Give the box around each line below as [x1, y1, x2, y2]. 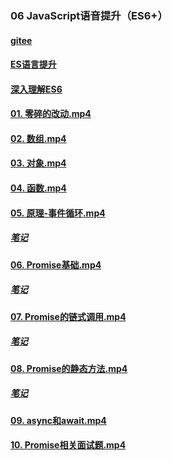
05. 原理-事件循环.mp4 [10, 207, 106, 219]
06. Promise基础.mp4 [10, 258, 102, 271]
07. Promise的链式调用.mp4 [10, 310, 127, 322]
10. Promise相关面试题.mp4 [10, 439, 127, 451]
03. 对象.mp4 [10, 157, 67, 169]
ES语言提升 [10, 58, 57, 71]
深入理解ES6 [10, 83, 63, 95]
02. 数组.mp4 [10, 132, 67, 144]
